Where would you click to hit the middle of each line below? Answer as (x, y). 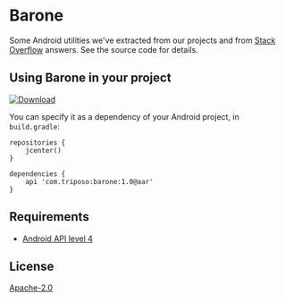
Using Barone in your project (90, 78)
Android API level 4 (58, 239)
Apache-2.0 (31, 288)
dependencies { (38, 174)
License (32, 266)
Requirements (49, 217)
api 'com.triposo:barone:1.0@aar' (89, 181)
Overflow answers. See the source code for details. (104, 49)
